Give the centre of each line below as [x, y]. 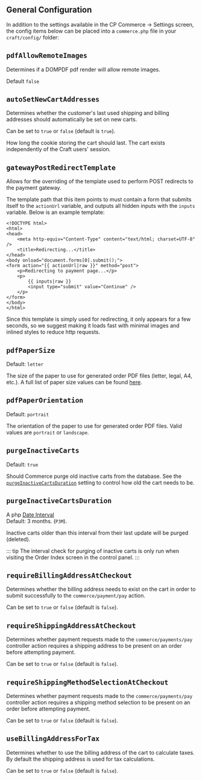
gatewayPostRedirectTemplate [61, 167]
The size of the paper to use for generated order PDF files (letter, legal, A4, [99, 376]
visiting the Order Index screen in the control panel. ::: [73, 557]
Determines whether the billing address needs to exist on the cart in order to [101, 589]
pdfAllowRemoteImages [47, 56]
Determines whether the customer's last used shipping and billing [88, 113]
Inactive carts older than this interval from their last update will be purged [97, 533]
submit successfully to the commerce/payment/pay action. [76, 596]
